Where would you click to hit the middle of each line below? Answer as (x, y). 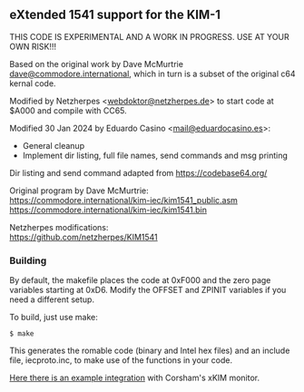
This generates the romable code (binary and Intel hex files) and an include (150, 351)
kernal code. (33, 83)
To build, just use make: (54, 318)
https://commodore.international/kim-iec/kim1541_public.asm (124, 200)
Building (28, 260)
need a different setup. (52, 299)
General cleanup (53, 145)
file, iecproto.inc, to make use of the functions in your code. (121, 360)
